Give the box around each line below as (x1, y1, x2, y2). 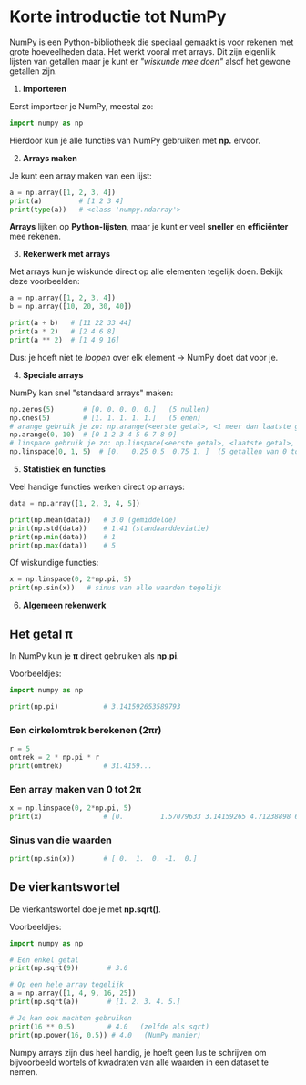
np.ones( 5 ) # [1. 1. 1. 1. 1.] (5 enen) (9, 413, 202, 423)
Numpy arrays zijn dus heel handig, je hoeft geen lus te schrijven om (9, 1047, 267, 1058)
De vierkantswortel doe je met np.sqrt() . (9, 904, 161, 915)
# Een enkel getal (9, 955, 79, 965)
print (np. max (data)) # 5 (9, 540, 117, 550)
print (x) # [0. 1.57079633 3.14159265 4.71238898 (9, 812, 291, 821)
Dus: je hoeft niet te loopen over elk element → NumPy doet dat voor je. (9, 352, 279, 363)
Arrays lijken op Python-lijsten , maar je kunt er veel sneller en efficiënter (9, 221, 289, 232)
